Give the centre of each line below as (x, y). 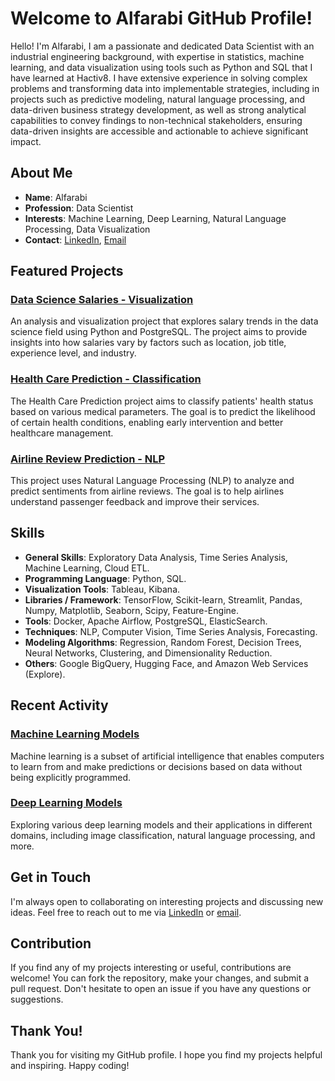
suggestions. (37, 999)
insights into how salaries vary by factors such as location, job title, (148, 343)
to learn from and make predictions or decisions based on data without (156, 766)
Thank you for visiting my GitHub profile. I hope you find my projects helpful (166, 1055)
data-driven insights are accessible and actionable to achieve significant (159, 131)
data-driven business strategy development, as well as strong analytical (158, 109)
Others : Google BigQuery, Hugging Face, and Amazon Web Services (166, 663)
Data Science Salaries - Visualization (102, 300)
